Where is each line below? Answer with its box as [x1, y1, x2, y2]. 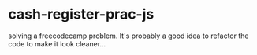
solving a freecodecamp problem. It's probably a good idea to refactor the [8, 31, 249, 40]
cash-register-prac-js [8, 5, 155, 23]
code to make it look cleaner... [8, 39, 106, 48]
